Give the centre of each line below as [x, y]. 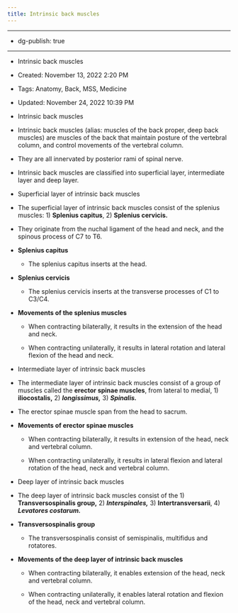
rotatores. [42, 545]
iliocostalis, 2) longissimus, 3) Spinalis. [77, 397]
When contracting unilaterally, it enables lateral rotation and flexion [126, 594]
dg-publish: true [41, 40]
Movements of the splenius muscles [72, 312]
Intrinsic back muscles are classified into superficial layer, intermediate [121, 172]
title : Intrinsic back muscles [53, 14]
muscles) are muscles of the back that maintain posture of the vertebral [122, 137]
